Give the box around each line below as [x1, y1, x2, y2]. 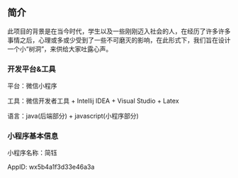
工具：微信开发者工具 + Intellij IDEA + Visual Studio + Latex [7, 96, 179, 105]
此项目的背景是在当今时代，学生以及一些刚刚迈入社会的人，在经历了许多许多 [7, 27, 231, 35]
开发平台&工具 [7, 64, 57, 74]
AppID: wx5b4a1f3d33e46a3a [7, 162, 95, 172]
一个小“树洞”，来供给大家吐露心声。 [7, 45, 113, 53]
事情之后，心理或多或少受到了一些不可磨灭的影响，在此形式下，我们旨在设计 [7, 35, 231, 44]
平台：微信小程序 [7, 82, 57, 90]
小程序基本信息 [7, 131, 59, 141]
